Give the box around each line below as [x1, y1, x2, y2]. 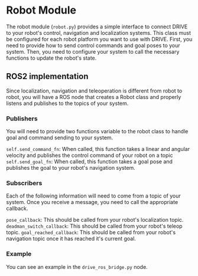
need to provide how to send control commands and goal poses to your [6, 42, 180, 49]
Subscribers [6, 179, 43, 187]
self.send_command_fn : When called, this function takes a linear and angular [6, 146, 190, 153]
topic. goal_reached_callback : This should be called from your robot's [6, 229, 176, 236]
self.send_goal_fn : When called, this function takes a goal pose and [6, 158, 173, 165]
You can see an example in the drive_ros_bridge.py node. [6, 263, 148, 270]
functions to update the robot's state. [6, 54, 97, 61]
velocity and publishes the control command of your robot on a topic [6, 152, 173, 159]
